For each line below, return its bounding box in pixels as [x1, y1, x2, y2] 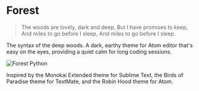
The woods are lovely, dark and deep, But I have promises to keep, [21, 24, 188, 31]
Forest [6, 4, 39, 17]
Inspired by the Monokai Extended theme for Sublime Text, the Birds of [6, 71, 184, 78]
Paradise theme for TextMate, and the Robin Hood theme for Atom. [6, 78, 174, 85]
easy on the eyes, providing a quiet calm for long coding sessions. [6, 48, 172, 55]
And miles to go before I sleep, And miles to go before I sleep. [21, 30, 176, 37]
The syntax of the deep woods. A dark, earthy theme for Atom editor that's [6, 42, 193, 49]
